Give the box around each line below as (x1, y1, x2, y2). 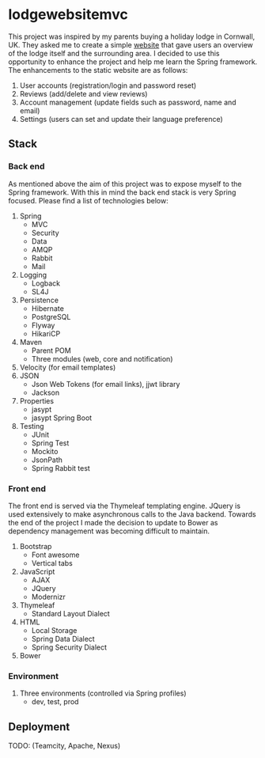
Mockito (31, 446, 59, 456)
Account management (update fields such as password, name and (19, 97, 237, 107)
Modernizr (31, 592, 66, 601)
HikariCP (31, 328, 61, 338)
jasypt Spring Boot (31, 413, 93, 423)
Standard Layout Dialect (31, 608, 111, 618)
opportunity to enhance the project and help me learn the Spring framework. (8, 57, 258, 66)
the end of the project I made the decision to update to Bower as (8, 517, 218, 527)
